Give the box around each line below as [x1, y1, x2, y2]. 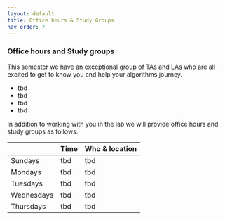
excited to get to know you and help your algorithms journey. [7, 70, 183, 78]
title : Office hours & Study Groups [7, 17, 114, 24]
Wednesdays [11, 190, 54, 200]
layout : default [7, 10, 55, 18]
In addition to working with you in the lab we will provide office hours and [7, 119, 219, 128]
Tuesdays [11, 179, 43, 188]
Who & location [84, 143, 137, 153]
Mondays [11, 167, 42, 176]
